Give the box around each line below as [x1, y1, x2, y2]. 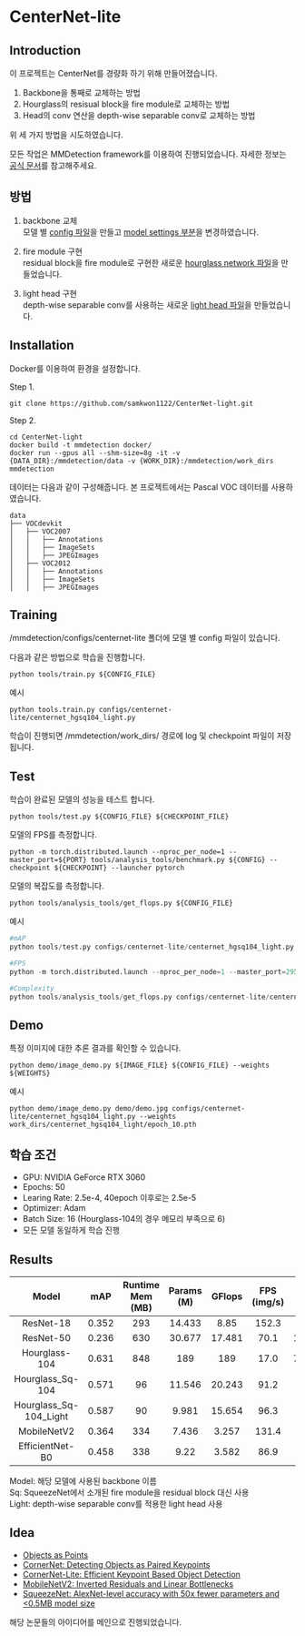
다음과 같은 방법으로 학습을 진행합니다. [9, 652, 145, 663]
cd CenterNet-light [9, 432, 84, 442]
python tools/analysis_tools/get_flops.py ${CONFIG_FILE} [9, 899, 233, 908]
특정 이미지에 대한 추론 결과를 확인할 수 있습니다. [9, 1042, 182, 1053]
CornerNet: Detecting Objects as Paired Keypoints [22, 1559, 211, 1570]
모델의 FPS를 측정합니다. [9, 829, 98, 840]
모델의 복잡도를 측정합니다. [9, 880, 104, 891]
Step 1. [9, 381, 34, 392]
